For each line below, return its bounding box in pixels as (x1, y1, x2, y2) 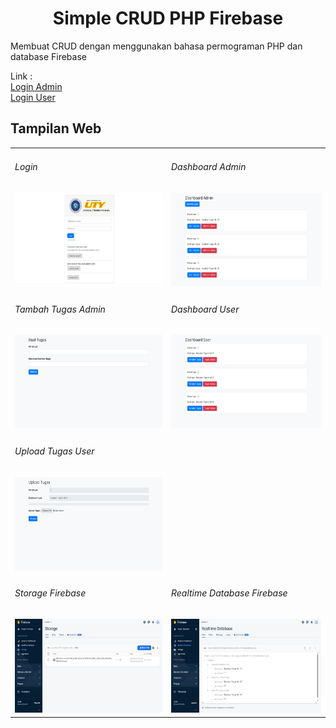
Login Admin (10, 80, 63, 92)
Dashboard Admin (170, 161, 247, 173)
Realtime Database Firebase (170, 587, 288, 599)
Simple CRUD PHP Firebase (52, 7, 284, 30)
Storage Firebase (14, 587, 87, 599)
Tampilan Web (10, 120, 102, 137)
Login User (10, 91, 56, 103)
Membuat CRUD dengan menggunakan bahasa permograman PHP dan (10, 40, 303, 52)
